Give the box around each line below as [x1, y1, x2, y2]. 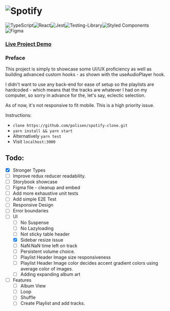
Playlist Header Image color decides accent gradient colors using [20, 260, 158, 266]
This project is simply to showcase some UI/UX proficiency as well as [5, 66, 152, 72]
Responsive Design [12, 202, 54, 208]
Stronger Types [12, 167, 46, 173]
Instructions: [5, 112, 32, 118]
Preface [5, 54, 26, 61]
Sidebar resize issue [20, 236, 63, 243]
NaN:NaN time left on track [20, 242, 78, 249]
